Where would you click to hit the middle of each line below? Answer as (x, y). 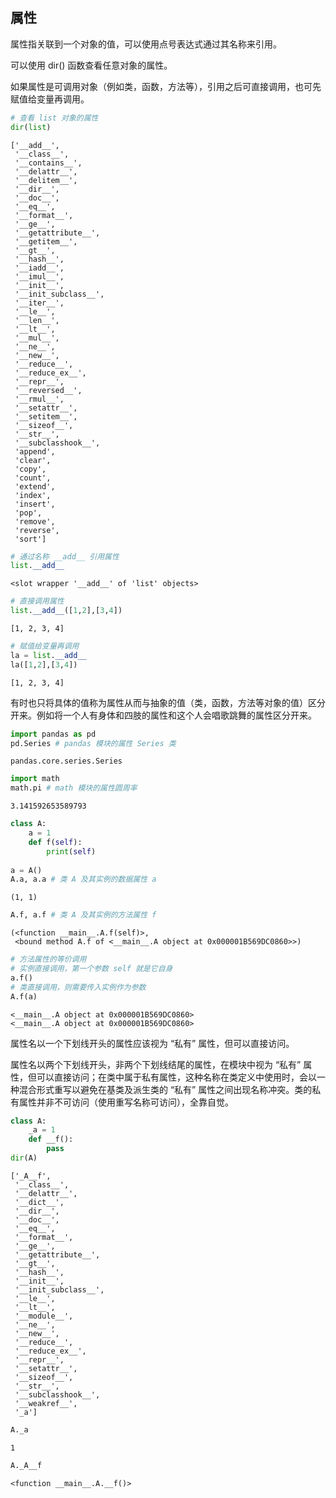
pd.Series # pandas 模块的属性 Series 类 (93, 743)
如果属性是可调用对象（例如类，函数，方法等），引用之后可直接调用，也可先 (166, 86)
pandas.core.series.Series (66, 761)
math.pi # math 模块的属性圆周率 (74, 788)
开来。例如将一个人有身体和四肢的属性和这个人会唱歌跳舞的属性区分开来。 (163, 715)
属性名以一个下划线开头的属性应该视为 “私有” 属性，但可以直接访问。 (152, 1043)
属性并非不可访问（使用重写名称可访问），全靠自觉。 (126, 1102)
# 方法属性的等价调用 (48, 959)
